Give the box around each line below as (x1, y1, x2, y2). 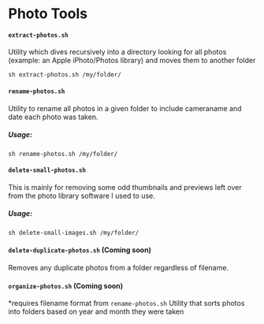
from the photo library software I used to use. (8, 191, 155, 200)
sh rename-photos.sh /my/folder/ (8, 150, 118, 158)
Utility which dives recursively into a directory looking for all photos (8, 47, 227, 57)
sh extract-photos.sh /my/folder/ (8, 71, 122, 79)
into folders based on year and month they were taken (8, 307, 184, 316)
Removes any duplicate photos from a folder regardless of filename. (8, 263, 229, 272)
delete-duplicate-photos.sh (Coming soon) (8, 245, 152, 255)
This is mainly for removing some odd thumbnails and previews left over (8, 182, 242, 192)
